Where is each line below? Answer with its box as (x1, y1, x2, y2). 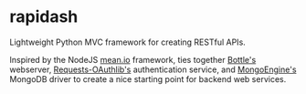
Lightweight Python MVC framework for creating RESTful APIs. (9, 37, 247, 47)
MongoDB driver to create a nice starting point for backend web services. (9, 73, 287, 84)
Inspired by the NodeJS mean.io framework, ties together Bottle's (9, 54, 257, 65)
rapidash (9, 6, 79, 27)
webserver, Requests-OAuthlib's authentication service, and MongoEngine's (9, 64, 297, 75)
